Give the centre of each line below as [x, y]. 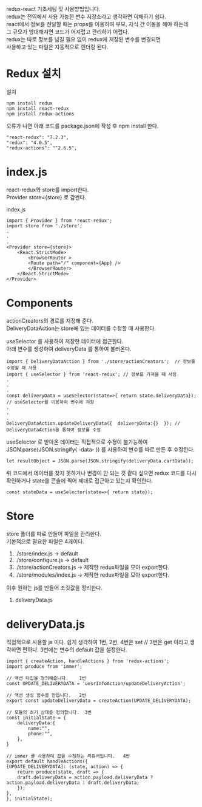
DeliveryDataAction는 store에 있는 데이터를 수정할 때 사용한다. [81, 328]
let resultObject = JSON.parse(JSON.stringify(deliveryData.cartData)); [100, 461]
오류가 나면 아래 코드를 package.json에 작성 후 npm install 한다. [82, 126]
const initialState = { [36, 718]
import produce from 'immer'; [45, 666]
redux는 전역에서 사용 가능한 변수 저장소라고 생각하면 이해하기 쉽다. [86, 16]
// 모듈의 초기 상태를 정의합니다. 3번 [49, 712]
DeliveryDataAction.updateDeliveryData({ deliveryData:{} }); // [93, 423]
